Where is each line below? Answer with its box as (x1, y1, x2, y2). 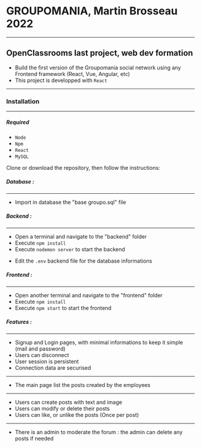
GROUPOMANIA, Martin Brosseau (6, 4, 178, 18)
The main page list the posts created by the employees (14, 381, 151, 388)
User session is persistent (14, 358, 79, 365)
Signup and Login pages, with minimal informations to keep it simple (14, 339, 184, 346)
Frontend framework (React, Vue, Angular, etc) (14, 70, 130, 77)
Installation (6, 97, 40, 105)
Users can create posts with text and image (14, 398, 123, 406)
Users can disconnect (14, 351, 69, 358)
